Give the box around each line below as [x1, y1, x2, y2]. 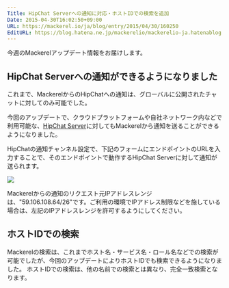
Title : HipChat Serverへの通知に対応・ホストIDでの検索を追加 [7, 10, 170, 17]
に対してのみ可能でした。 [18, 99, 91, 107]
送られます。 [7, 162, 43, 170]
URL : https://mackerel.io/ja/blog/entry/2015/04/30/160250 [7, 23, 179, 29]
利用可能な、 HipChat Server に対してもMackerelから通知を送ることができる [7, 122, 220, 130]
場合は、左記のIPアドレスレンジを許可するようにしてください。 [7, 207, 186, 215]
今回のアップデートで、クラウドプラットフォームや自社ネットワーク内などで [7, 114, 222, 122]
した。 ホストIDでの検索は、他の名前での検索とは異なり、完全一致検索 [7, 265, 206, 273]
